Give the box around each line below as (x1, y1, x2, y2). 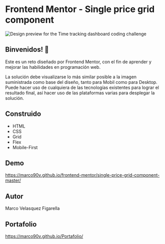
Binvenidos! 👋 (5, 45, 49, 54)
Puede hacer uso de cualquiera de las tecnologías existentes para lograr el (5, 84, 159, 90)
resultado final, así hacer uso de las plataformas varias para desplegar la (5, 89, 155, 96)
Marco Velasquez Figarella (5, 205, 60, 211)
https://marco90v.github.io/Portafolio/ (5, 233, 83, 239)
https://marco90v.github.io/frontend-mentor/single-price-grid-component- (5, 172, 160, 178)
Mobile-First (12, 144, 38, 150)
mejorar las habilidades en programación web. (5, 64, 101, 70)
